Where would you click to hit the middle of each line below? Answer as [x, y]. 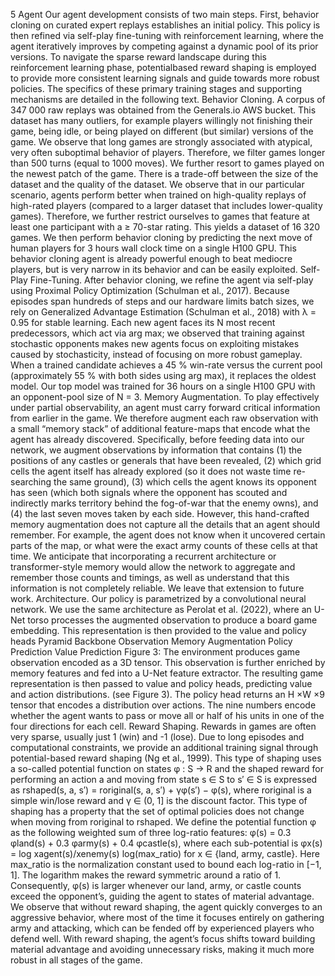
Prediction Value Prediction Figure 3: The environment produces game [155, 652]
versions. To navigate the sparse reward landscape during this [139, 57]
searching [31, 482]
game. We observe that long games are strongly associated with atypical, [161, 142]
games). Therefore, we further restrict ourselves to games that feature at [160, 216]
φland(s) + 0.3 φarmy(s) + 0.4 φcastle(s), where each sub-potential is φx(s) [166, 843]
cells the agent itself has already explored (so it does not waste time [151, 471]
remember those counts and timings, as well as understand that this [150, 577]
